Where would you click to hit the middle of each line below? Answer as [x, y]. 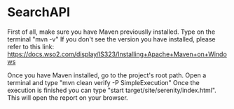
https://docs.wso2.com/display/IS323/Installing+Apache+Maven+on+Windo [117, 54]
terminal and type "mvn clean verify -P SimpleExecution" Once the [103, 82]
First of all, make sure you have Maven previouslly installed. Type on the [111, 32]
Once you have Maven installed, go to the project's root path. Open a [107, 75]
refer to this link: [31, 46]
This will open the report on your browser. [68, 97]
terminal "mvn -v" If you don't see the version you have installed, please [111, 39]
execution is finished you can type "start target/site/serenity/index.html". [112, 90]
